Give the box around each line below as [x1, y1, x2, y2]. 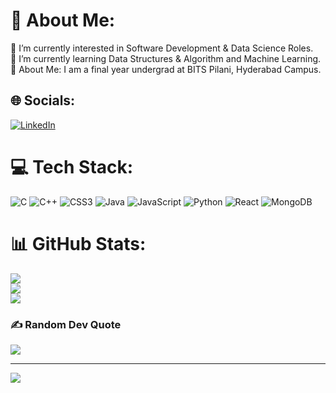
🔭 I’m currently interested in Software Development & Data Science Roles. [10, 42, 314, 54]
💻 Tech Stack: [10, 155, 134, 178]
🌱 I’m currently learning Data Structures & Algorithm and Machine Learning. [10, 52, 322, 64]
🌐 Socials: [10, 92, 76, 109]
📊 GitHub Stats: [10, 232, 147, 255]
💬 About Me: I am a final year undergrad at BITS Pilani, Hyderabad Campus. [10, 63, 322, 75]
